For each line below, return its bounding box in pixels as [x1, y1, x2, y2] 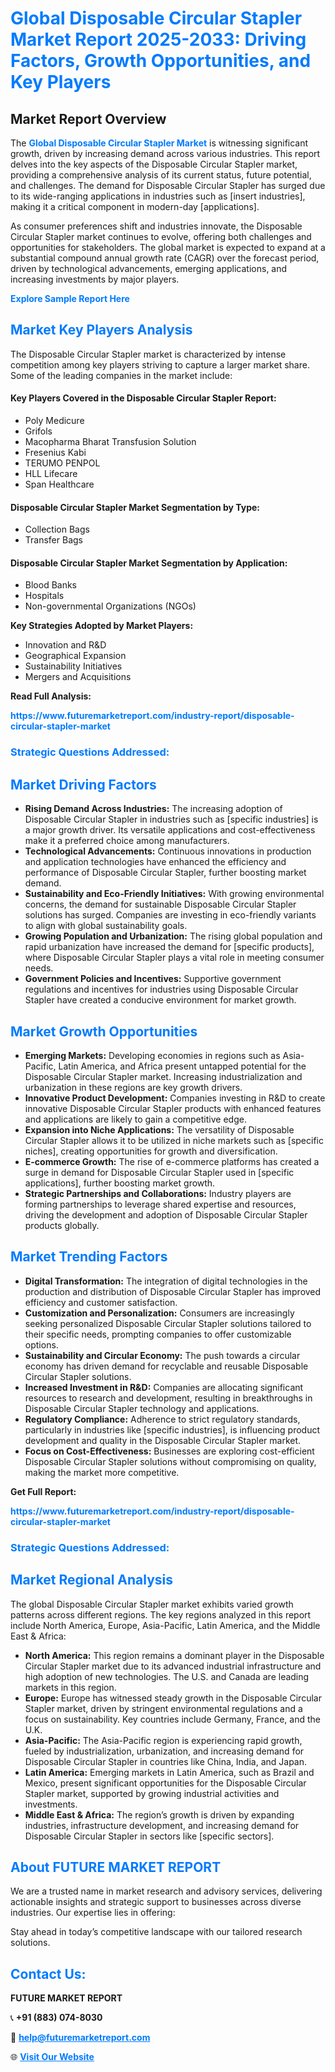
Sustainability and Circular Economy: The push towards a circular [24, 1349, 301, 1361]
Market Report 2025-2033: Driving [10, 28, 307, 51]
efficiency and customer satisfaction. [24, 1296, 178, 1308]
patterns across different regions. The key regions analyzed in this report [10, 1608, 312, 1621]
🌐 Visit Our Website [10, 2051, 95, 2063]
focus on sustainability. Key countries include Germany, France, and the [24, 1713, 322, 1725]
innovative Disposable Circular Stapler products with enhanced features [24, 1102, 322, 1114]
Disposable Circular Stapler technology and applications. [24, 1402, 260, 1414]
